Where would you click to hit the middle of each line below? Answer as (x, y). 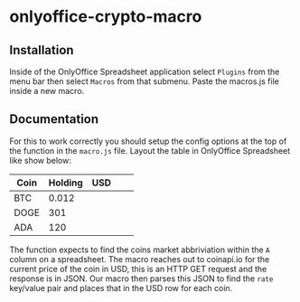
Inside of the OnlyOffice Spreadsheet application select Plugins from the (145, 71)
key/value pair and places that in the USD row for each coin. (121, 288)
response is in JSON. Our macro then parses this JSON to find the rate (141, 278)
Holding (66, 183)
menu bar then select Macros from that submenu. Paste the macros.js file (145, 81)
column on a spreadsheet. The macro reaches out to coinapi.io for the (140, 259)
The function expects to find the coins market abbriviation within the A (140, 250)
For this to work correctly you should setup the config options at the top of (148, 141)
